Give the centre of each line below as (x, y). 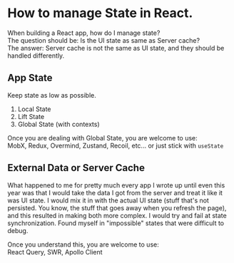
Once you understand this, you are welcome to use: (83, 244)
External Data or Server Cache (76, 168)
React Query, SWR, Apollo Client (55, 252)
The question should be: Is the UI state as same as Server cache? (104, 40)
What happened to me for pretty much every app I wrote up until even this (116, 185)
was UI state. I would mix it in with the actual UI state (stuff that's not (108, 200)
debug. (18, 230)
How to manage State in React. (100, 13)
